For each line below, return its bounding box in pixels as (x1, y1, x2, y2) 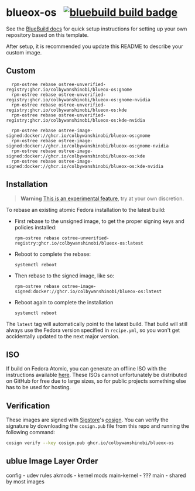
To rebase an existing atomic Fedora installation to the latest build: (6, 206, 166, 213)
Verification (6, 401, 50, 411)
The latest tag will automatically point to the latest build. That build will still (6, 320, 187, 327)
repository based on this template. (6, 31, 89, 38)
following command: (6, 429, 56, 436)
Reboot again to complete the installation (14, 298, 114, 305)
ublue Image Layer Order (6, 456, 98, 466)
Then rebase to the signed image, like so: (14, 272, 115, 279)
